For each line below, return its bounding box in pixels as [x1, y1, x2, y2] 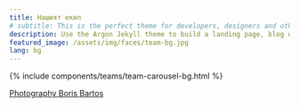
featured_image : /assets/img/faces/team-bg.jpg [9, 37, 190, 47]
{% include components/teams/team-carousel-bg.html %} [9, 70, 223, 81]
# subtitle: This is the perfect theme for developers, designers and [9, 21, 277, 30]
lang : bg [9, 46, 42, 55]
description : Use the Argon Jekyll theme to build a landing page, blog [9, 29, 285, 38]
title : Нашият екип [9, 12, 82, 22]
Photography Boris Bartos [9, 88, 104, 99]
